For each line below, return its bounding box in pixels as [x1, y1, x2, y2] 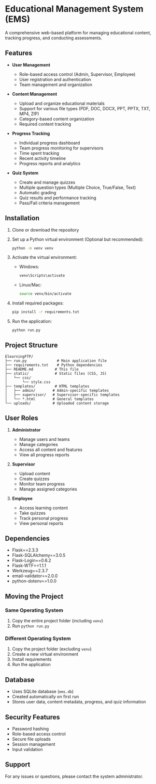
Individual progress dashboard [19, 140, 81, 146]
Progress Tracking [12, 130, 50, 136]
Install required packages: [12, 300, 64, 306]
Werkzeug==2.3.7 [12, 568, 48, 574]
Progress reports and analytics [19, 160, 81, 166]
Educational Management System [5, 3, 144, 15]
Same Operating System [5, 607, 64, 614]
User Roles [5, 414, 39, 422]
